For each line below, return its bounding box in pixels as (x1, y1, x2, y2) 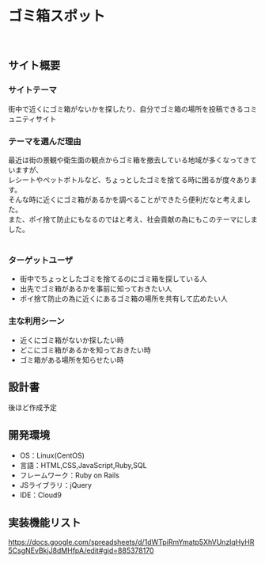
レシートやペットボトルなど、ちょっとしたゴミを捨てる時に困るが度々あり (8, 175, 251, 184)
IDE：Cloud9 (19, 490, 62, 500)
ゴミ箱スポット (8, 7, 106, 25)
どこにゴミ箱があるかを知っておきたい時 (19, 345, 152, 355)
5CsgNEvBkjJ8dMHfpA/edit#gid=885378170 (8, 546, 154, 555)
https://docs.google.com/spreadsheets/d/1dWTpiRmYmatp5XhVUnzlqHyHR (8, 537, 255, 546)
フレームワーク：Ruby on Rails (19, 470, 120, 480)
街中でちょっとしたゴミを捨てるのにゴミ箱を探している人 (19, 274, 207, 283)
